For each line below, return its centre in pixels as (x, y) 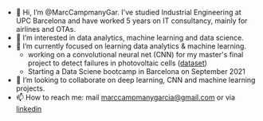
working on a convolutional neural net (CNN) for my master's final (135, 55)
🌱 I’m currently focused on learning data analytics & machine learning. (131, 46)
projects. (30, 88)
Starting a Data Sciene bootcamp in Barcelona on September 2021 (136, 71)
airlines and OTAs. (45, 29)
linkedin (29, 109)
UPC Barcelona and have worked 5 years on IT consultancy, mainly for (131, 21)
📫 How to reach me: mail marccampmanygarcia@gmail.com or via (126, 97)
